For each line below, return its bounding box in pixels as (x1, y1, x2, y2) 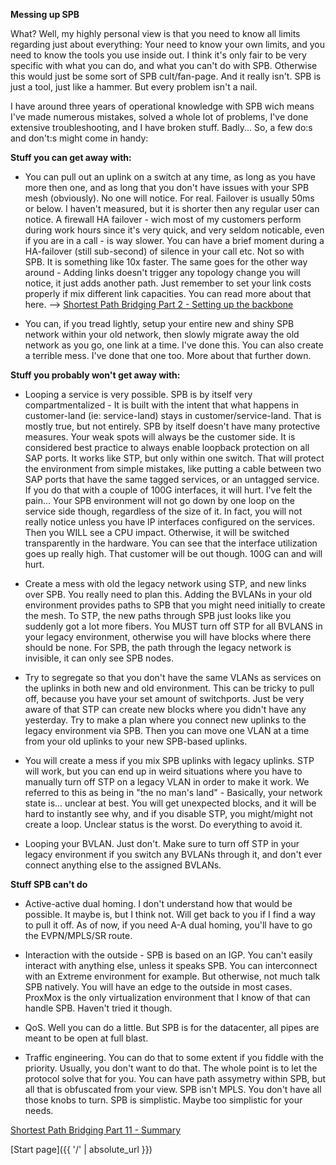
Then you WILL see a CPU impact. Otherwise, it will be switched (24, 527, 290, 538)
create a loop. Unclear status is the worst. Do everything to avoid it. (24, 819, 303, 830)
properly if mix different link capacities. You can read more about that (24, 288, 312, 299)
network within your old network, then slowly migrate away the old (24, 329, 300, 340)
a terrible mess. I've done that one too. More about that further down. (24, 350, 312, 361)
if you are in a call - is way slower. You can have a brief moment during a (24, 235, 325, 246)
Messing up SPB (10, 9, 80, 20)
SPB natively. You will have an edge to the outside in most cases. (24, 981, 293, 993)
